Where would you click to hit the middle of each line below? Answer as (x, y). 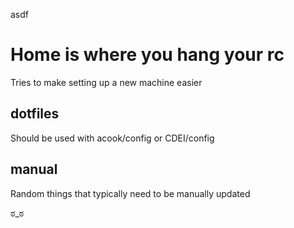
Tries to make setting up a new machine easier (106, 82)
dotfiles (35, 114)
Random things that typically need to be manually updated (130, 193)
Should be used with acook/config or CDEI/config (112, 138)
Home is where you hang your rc (147, 55)
